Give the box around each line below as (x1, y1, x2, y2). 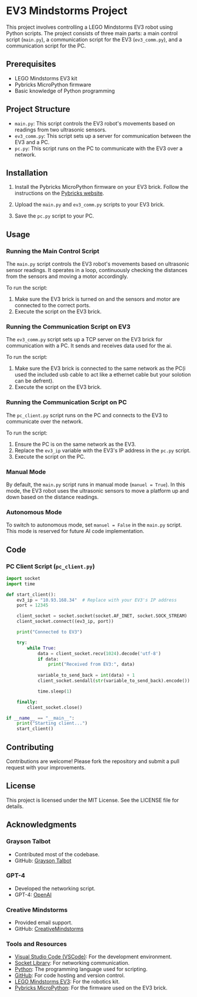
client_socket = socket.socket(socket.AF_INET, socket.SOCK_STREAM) (16, 613, 188, 619)
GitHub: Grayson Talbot (14, 857, 72, 864)
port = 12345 (16, 602, 49, 608)
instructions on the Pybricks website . (14, 189, 104, 197)
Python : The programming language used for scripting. (14, 966, 148, 973)
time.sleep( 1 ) (37, 688, 72, 694)
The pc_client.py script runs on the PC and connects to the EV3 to (6, 412, 168, 419)
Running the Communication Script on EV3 (6, 323, 131, 331)
